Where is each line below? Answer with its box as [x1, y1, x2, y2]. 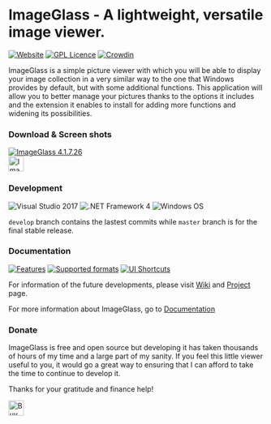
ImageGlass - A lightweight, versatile [8, 6, 264, 24]
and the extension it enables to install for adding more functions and [8, 100, 237, 109]
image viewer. [8, 23, 105, 41]
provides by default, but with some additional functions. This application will [8, 83, 263, 92]
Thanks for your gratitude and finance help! [8, 384, 154, 394]
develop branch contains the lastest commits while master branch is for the [8, 216, 258, 226]
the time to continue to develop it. [8, 369, 121, 379]
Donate [8, 324, 38, 336]
